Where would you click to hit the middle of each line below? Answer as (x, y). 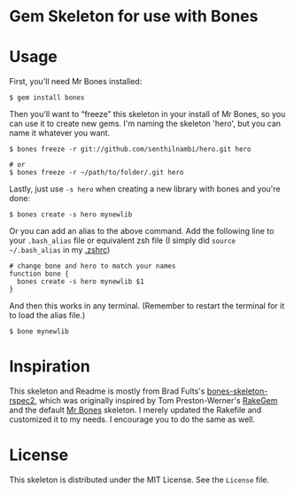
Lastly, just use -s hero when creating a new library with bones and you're (145, 189)
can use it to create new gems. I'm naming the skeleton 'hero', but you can (145, 124)
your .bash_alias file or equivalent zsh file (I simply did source (123, 240)
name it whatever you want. (60, 133)
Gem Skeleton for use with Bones (134, 16)
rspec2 (22, 401)
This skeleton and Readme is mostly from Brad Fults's (107, 391)
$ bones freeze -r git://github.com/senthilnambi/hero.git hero (130, 149)
